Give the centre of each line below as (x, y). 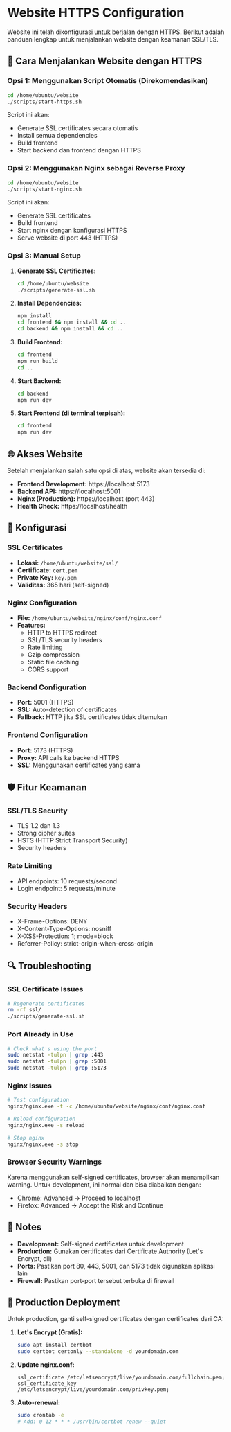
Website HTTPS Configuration (96, 13)
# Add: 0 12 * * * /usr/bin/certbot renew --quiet (92, 1422)
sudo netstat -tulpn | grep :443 (55, 1055)
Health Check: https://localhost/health (72, 506)
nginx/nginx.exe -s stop (43, 1144)
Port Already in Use (40, 1034)
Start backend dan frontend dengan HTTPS (79, 150)
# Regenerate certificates (46, 1004)
